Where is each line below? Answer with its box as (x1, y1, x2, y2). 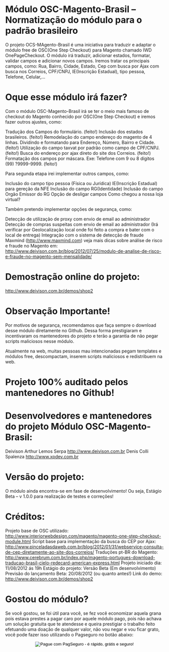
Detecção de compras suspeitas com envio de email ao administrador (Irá (5, 221, 158, 227)
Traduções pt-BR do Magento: (95, 549, 158, 555)
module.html (5, 538, 31, 544)
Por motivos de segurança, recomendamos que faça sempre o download (5, 322, 156, 328)
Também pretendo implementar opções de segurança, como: (5, 206, 132, 212)
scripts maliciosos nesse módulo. (5, 338, 74, 344)
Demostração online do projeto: (5, 271, 140, 283)
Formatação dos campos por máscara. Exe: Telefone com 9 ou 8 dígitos (5, 155, 154, 161)
